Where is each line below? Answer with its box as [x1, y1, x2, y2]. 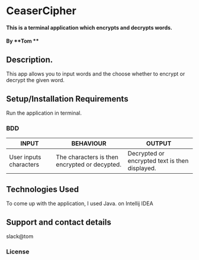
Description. [6, 54, 53, 64]
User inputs [9, 153, 41, 161]
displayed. [127, 164, 156, 173]
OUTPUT [146, 139, 172, 148]
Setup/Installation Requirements [6, 93, 129, 104]
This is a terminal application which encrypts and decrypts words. [6, 24, 173, 31]
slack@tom [6, 232, 34, 240]
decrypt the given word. [6, 77, 65, 84]
